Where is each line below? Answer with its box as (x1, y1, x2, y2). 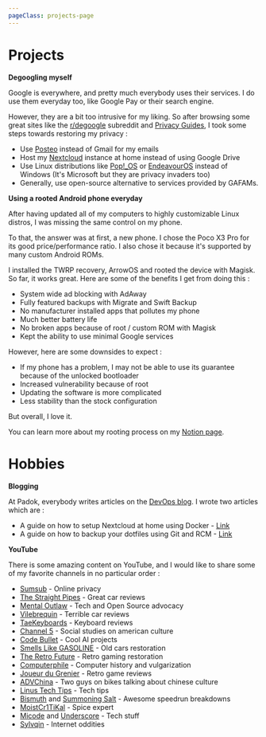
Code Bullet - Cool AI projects (19, 634, 118, 644)
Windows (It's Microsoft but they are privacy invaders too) (19, 169, 210, 179)
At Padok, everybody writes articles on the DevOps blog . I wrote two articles (8, 496, 258, 506)
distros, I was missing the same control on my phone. (8, 217, 183, 227)
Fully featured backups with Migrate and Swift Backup (19, 297, 197, 307)
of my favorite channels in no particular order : (8, 568, 160, 578)
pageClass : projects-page (8, 11, 94, 20)
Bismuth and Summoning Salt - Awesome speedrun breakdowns (19, 694, 231, 704)
